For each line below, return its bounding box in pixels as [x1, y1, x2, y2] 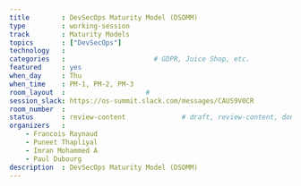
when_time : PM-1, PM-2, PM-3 [9, 80, 134, 89]
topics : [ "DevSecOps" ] [9, 38, 123, 47]
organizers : [9, 122, 66, 131]
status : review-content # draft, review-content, [9, 113, 279, 122]
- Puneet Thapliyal [25, 138, 99, 147]
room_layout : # [9, 88, 150, 97]
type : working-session [9, 21, 130, 30]
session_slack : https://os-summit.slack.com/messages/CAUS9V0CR [9, 96, 254, 106]
